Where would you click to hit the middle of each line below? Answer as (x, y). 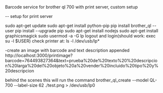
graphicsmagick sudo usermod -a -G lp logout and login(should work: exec (80, 36)
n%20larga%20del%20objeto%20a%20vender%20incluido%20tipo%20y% (82, 66)
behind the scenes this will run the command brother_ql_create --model (77, 80)
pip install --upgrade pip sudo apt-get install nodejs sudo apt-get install (87, 31)
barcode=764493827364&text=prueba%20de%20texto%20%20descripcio (81, 60)
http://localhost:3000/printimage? (39, 55)
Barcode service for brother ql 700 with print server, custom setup (71, 7)
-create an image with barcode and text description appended (67, 50)
